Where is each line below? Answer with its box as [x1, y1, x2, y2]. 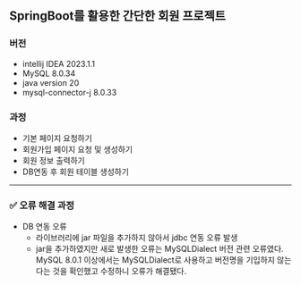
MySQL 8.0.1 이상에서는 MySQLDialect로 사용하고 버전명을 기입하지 [35, 255, 275, 265]
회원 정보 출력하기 [21, 155, 85, 165]
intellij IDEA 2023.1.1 [21, 58, 96, 69]
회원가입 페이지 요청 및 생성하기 [21, 144, 133, 155]
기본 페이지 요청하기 [21, 132, 92, 143]
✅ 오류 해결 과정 [9, 199, 74, 212]
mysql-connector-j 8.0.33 [21, 87, 117, 97]
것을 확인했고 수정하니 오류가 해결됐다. [52, 266, 187, 277]
